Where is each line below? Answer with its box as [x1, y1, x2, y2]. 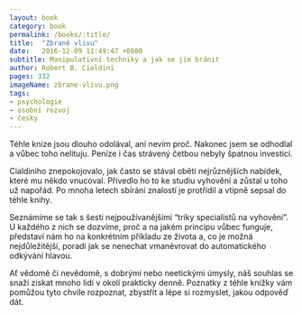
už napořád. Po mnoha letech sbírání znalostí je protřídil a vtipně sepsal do [9, 185, 287, 196]
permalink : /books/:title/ [9, 30, 111, 39]
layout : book [9, 13, 59, 23]
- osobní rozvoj [9, 106, 70, 115]
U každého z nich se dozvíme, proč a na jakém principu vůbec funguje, [9, 222, 273, 233]
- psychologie [9, 97, 63, 106]
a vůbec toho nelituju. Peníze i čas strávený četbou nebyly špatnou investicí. [9, 148, 293, 159]
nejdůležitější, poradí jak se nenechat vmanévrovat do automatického [9, 241, 267, 252]
